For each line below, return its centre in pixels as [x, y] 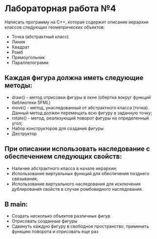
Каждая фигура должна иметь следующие [74, 78]
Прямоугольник [28, 57]
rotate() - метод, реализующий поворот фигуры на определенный [80, 118]
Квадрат [20, 47]
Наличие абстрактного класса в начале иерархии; [64, 168]
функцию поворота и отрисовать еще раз [55, 232]
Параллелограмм [30, 62]
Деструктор [24, 133]
